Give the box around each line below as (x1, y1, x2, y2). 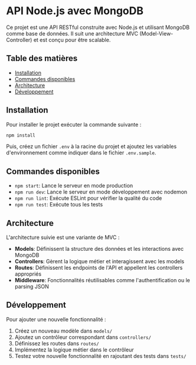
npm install (6, 132, 35, 138)
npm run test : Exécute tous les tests (14, 201, 103, 208)
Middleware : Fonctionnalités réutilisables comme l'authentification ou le (14, 277, 190, 284)
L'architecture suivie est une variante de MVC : (6, 234, 120, 241)
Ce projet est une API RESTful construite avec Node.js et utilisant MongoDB (6, 24, 190, 31)
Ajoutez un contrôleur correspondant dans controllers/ (14, 333, 152, 341)
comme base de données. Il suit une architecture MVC (6, 30, 139, 37)
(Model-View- (139, 30, 174, 37)
